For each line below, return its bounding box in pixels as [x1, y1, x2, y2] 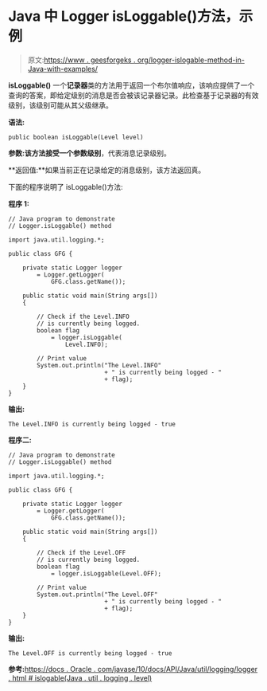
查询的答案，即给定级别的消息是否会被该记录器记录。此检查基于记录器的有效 [8, 90, 259, 100]
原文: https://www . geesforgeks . [27, 55, 136, 65]
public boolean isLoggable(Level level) [8, 133, 145, 141]
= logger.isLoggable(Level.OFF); [50, 569, 161, 578]
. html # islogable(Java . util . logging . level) [8, 673, 153, 682]
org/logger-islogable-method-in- [137, 55, 245, 65]
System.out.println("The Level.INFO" [37, 361, 161, 369]
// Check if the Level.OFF [37, 548, 126, 556]
